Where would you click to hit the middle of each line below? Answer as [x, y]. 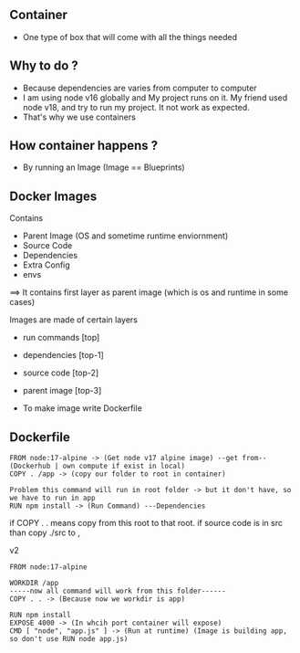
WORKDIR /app [34, 584]
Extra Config [46, 265]
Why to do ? [44, 66]
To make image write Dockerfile [83, 408]
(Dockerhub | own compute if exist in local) [97, 466]
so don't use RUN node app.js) [69, 639]
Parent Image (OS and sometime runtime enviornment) [125, 236]
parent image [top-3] [62, 391]
